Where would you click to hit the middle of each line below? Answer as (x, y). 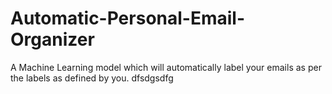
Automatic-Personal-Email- (128, 18)
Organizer (52, 39)
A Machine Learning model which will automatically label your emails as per (166, 67)
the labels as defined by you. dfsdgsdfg (92, 78)
